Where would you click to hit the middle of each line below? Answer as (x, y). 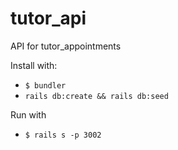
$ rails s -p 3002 (63, 135)
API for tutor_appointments (66, 46)
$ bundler (45, 85)
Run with (28, 114)
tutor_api (48, 18)
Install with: (34, 65)
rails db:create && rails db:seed (96, 96)
